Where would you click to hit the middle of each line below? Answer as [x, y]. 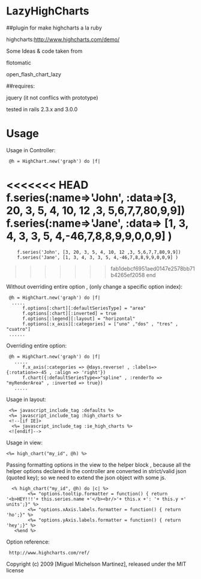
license [15, 570]
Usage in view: [25, 443]
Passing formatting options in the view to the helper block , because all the [98, 465]
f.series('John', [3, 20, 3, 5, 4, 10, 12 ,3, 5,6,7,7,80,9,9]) [99, 252]
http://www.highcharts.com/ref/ [49, 553]
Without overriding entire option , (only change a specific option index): [94, 286]
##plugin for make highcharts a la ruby [54, 28]
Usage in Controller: [31, 150]
